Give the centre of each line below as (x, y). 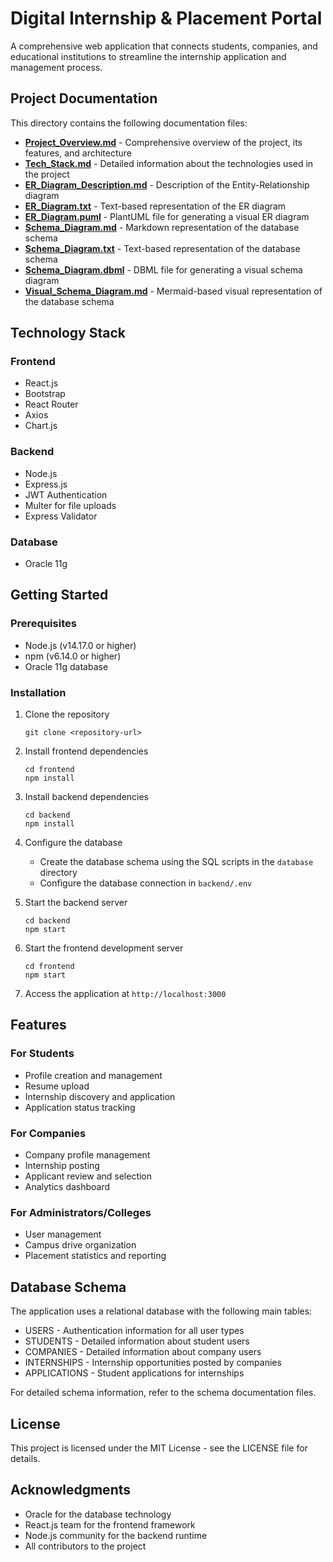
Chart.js (41, 426)
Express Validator (61, 516)
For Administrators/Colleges (81, 1212)
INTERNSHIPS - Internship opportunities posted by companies (153, 1363)
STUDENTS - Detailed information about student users (137, 1341)
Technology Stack (68, 333)
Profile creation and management (93, 1075)
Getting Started (59, 595)
